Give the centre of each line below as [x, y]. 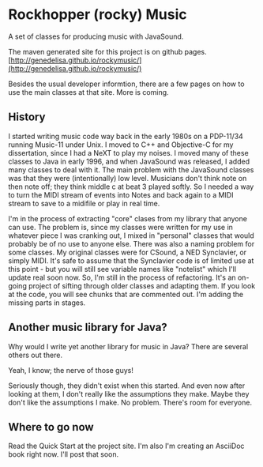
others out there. [36, 355]
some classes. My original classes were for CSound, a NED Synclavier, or [128, 252]
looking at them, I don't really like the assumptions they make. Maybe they [129, 394]
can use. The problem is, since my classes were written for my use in [120, 227]
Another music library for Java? [88, 328]
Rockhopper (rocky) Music [98, 15]
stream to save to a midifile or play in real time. [84, 203]
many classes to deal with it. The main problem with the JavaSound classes [131, 169]
